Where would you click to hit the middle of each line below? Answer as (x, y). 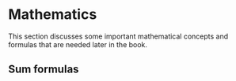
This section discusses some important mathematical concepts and (118, 36)
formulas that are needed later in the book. (78, 44)
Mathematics (53, 15)
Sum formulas (44, 70)
